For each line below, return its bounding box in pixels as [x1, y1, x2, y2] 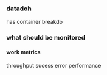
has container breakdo [6, 18, 63, 26]
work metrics [6, 48, 41, 55]
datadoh [6, 4, 32, 13]
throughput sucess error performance [6, 62, 102, 70]
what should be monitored [6, 34, 86, 42]
